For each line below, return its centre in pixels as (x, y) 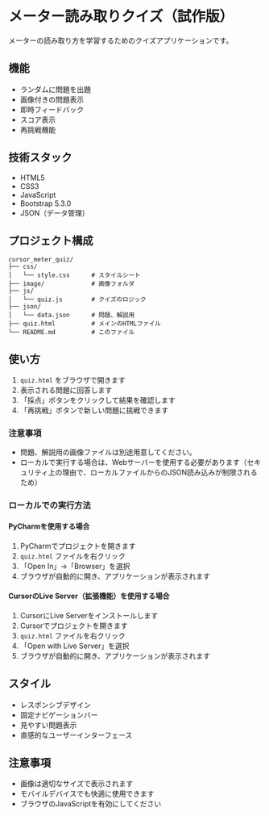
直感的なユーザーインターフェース (76, 734)
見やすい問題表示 (48, 725)
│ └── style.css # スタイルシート (74, 275)
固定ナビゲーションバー (59, 714)
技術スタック (40, 158)
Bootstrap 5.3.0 (46, 203)
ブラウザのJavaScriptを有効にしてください (91, 804)
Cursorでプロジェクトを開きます (74, 626)
